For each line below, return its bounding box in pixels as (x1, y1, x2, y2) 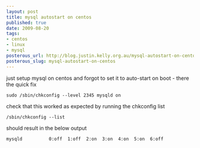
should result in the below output (6, 124, 87, 131)
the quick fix (6, 81, 37, 88)
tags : (6, 31, 20, 37)
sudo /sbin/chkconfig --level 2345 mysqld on (6, 92, 121, 98)
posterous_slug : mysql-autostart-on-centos (6, 58, 116, 64)
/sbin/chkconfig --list (6, 114, 65, 120)
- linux (6, 42, 26, 48)
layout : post (6, 8, 39, 15)
